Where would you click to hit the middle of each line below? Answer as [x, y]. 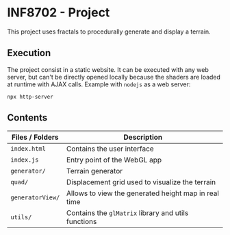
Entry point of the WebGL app [114, 160]
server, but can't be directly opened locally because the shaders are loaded [114, 77]
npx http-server [30, 97]
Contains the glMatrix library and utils [127, 212]
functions [81, 221]
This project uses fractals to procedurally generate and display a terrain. [109, 32]
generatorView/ [35, 197]
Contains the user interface [110, 149]
